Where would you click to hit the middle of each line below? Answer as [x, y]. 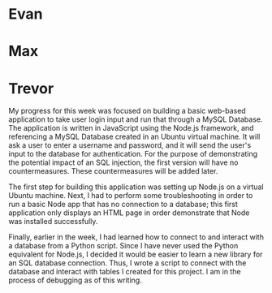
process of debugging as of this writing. [75, 280]
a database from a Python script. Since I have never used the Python [123, 246]
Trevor [31, 88]
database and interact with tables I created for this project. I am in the [125, 272]
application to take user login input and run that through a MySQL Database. [136, 119]
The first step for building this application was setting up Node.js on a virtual [136, 187]
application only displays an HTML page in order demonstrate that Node [129, 213]
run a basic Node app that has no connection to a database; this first [123, 205]
